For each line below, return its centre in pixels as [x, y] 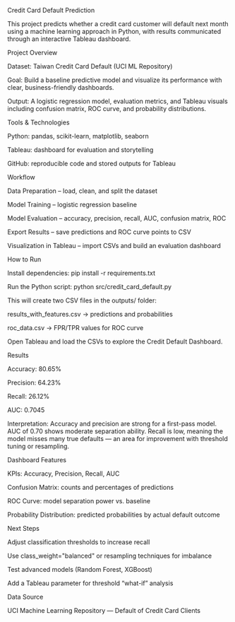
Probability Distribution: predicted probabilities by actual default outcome [114, 515]
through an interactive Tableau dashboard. [69, 39]
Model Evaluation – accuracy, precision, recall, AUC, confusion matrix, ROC [117, 218]
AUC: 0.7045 [26, 410]
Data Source [25, 597]
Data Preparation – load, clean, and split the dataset [82, 191]
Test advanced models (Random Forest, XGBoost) [80, 569]
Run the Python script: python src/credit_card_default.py [89, 287]
